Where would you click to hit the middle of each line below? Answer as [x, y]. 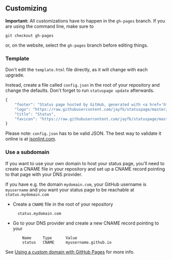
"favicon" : [26, 119]
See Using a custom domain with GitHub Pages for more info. [70, 252]
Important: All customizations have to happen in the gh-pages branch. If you [85, 21]
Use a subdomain [27, 152]
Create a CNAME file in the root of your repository [63, 204]
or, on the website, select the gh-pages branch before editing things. [77, 45]
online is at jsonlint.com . [31, 139]
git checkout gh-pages [29, 35]
